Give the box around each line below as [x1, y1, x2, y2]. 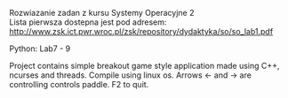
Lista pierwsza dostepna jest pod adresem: [9, 17, 167, 27]
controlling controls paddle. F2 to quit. [9, 79, 149, 89]
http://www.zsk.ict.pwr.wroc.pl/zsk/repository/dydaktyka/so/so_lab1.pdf [9, 26, 274, 36]
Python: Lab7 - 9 [9, 43, 71, 54]
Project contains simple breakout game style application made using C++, [9, 61, 280, 71]
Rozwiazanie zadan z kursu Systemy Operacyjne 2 [9, 8, 195, 18]
